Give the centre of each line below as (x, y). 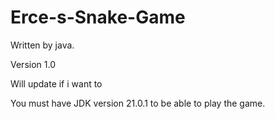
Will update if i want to (56, 83)
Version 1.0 (33, 64)
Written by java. (42, 45)
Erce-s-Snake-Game (98, 17)
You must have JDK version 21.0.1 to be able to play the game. (138, 103)
